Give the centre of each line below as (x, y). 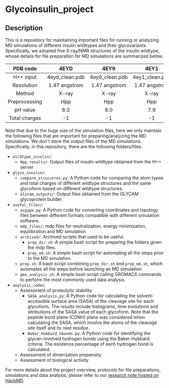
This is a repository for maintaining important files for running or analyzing (82, 40)
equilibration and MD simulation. (53, 231)
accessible (39, 301)
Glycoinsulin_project (50, 9)
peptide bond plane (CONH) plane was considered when (86, 317)
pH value (25, 110)
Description (24, 28)
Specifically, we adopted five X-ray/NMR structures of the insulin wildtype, (82, 51)
